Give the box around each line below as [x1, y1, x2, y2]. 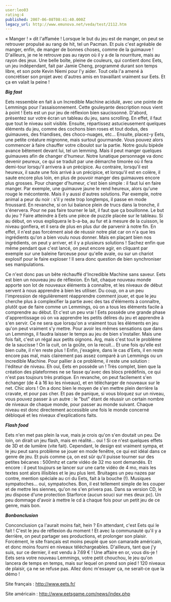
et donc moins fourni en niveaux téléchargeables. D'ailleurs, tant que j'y [5, 544, 157, 550]
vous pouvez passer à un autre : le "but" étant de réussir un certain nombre [5, 396, 164, 402]
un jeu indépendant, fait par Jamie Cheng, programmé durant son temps [5, 63, 158, 69]
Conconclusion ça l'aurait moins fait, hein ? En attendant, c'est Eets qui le [5, 522, 159, 529]
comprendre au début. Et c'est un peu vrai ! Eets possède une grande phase [5, 309, 166, 315]
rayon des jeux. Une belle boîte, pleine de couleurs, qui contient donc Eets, [5, 57, 163, 64]
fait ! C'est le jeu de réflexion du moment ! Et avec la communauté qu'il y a [5, 528, 161, 534]
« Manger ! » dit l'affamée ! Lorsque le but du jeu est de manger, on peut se [5, 36, 164, 42]
